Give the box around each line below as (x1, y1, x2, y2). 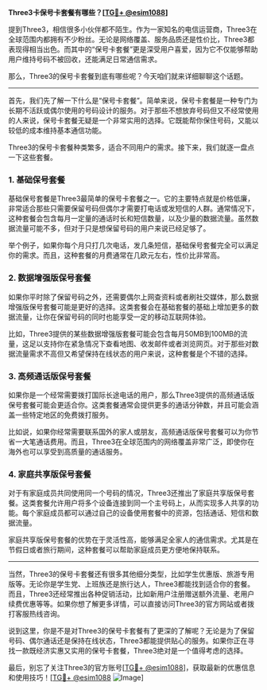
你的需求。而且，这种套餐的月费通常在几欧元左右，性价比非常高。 (8, 251, 224, 260)
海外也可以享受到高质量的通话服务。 (8, 446, 127, 456)
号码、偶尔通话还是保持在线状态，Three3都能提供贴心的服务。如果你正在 (8, 636, 248, 645)
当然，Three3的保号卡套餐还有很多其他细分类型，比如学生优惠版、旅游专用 (8, 569, 255, 579)
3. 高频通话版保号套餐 (8, 370, 91, 381)
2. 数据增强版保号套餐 (8, 272, 91, 283)
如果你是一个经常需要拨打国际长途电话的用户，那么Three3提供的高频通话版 (8, 390, 255, 400)
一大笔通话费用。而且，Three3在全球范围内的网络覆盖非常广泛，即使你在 (14, 437, 255, 446)
